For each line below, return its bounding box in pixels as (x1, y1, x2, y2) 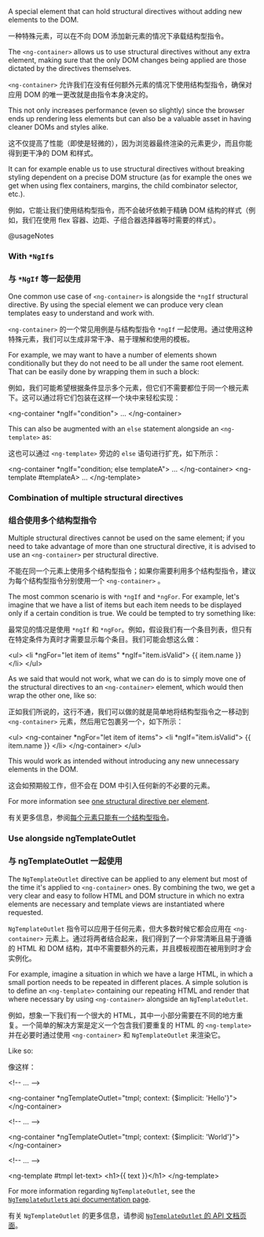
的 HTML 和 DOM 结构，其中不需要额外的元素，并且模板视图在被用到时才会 (8, 943, 252, 953)
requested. (8, 907, 43, 917)
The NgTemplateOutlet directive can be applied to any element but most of (8, 874, 248, 883)
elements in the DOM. (8, 765, 79, 774)
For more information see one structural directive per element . (8, 797, 210, 806)
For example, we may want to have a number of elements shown (8, 350, 218, 360)
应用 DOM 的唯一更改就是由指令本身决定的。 (8, 90, 153, 99)
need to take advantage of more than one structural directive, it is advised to (8, 542, 256, 551)
